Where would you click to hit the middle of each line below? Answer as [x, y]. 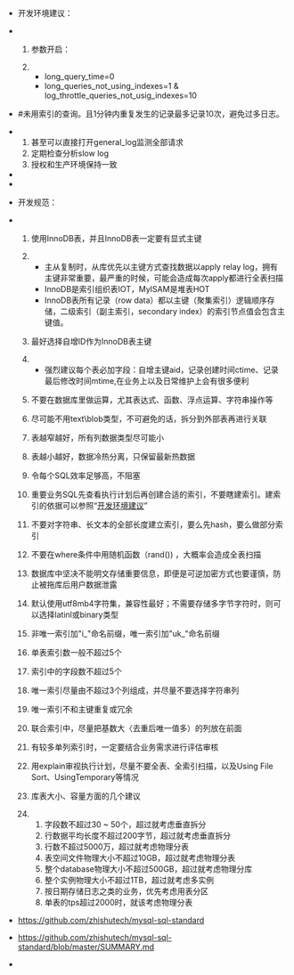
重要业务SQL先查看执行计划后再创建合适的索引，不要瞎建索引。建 [152, 494]
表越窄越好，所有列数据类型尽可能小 [98, 438]
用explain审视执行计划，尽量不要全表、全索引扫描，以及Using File [152, 766]
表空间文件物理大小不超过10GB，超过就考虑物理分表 [140, 858]
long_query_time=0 [79, 77]
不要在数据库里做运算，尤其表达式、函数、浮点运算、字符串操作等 [152, 400]
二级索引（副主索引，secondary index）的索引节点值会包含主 [173, 311]
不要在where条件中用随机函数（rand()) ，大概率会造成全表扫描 [146, 554]
